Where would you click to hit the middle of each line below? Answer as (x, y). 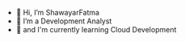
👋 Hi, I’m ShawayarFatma (57, 13)
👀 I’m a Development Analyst (64, 21)
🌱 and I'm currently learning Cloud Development (96, 29)
